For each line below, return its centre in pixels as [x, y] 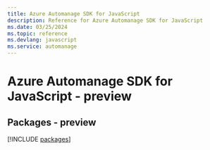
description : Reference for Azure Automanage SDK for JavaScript [105, 20]
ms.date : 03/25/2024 [38, 27]
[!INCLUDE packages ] [39, 139]
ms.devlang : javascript [42, 40]
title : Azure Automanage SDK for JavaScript [74, 14]
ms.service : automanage [42, 46]
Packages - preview [52, 122]
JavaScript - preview [70, 96]
